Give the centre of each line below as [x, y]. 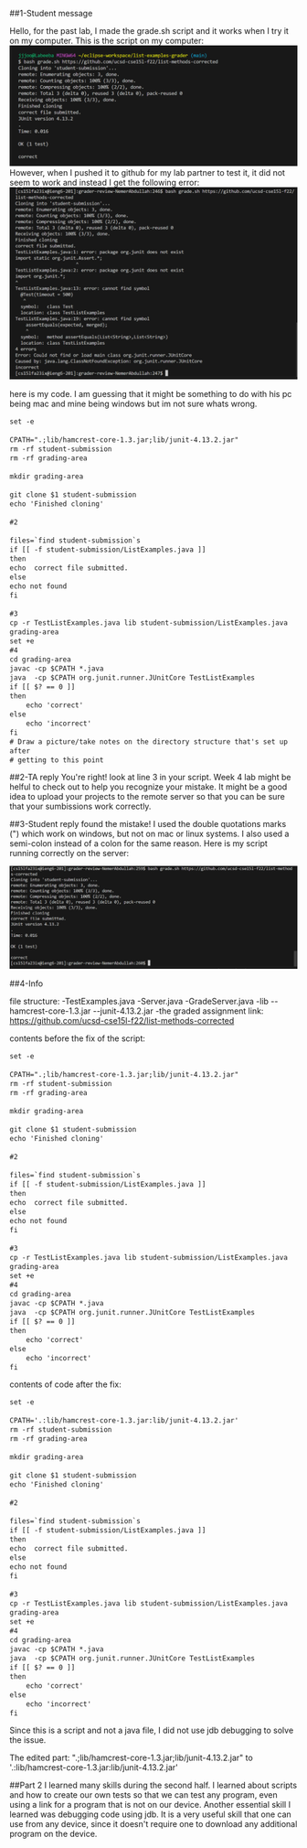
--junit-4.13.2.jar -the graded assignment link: [178, 1011]
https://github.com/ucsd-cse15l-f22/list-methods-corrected [122, 1020]
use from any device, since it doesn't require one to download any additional [153, 1823]
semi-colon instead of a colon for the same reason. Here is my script [138, 843]
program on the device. [53, 1833]
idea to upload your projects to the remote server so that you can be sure [147, 797]
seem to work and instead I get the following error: [105, 182]
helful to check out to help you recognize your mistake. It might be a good [148, 787]
